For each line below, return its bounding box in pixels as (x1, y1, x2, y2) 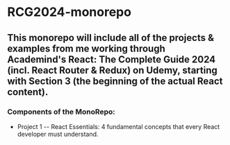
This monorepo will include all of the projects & (7, 32, 214, 44)
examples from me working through (7, 42, 165, 54)
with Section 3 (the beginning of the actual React (7, 75, 224, 87)
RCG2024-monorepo (7, 4, 132, 20)
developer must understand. (17, 130, 99, 138)
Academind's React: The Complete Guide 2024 (7, 53, 216, 65)
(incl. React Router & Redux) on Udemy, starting (7, 64, 217, 76)
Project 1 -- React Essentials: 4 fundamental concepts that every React (17, 122, 220, 130)
